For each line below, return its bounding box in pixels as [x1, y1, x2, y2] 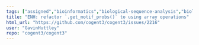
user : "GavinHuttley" [6, 25, 60, 31]
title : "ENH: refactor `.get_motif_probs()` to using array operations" [6, 14, 190, 20]
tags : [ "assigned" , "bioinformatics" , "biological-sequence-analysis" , [6, 8, 182, 15]
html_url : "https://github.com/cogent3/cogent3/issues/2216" [6, 19, 161, 25]
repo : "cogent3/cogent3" [6, 30, 68, 36]
